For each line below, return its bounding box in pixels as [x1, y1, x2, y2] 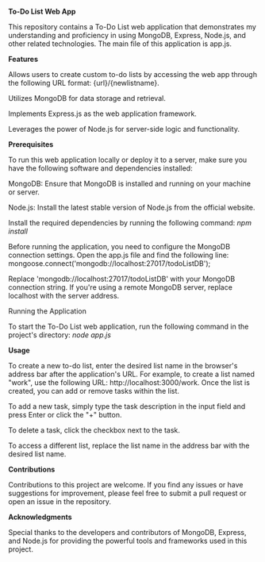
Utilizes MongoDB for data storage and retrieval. [8, 94, 167, 102]
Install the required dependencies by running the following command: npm [8, 218, 252, 227]
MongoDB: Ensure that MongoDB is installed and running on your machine [8, 179, 252, 188]
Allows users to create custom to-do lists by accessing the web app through [8, 70, 258, 79]
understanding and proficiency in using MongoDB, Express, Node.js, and [8, 31, 246, 40]
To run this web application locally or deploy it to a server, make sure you [8, 155, 248, 164]
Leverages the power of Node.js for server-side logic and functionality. [8, 125, 240, 133]
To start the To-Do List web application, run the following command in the [8, 321, 249, 331]
